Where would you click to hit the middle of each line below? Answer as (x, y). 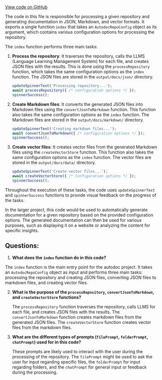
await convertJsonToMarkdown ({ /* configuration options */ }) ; (78, 133)
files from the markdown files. (42, 327)
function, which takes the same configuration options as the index (78, 72)
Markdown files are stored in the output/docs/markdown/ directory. (78, 120)
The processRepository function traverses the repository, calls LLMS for (84, 306)
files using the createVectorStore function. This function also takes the (83, 152)
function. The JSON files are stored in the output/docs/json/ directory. (83, 77)
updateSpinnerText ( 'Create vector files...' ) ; (60, 172)
